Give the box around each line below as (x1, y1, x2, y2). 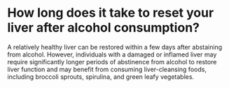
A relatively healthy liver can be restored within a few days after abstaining (7, 43, 223, 51)
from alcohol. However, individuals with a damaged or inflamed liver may (7, 50, 217, 59)
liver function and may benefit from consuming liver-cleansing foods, (7, 65, 207, 73)
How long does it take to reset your (7, 5, 214, 21)
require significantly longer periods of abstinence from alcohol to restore (7, 57, 217, 66)
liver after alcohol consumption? (7, 20, 200, 36)
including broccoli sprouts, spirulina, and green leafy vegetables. (7, 72, 195, 81)
